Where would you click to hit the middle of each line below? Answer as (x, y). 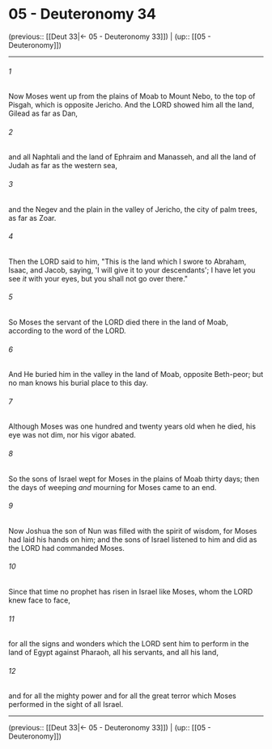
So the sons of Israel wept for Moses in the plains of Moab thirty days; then (134, 479)
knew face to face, (39, 600)
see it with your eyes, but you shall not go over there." (98, 278)
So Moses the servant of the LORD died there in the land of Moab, (118, 322)
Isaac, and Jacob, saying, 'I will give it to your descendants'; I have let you (132, 270)
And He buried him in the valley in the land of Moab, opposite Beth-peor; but (136, 374)
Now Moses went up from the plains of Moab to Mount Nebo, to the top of (132, 96)
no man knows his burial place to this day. (78, 383)
